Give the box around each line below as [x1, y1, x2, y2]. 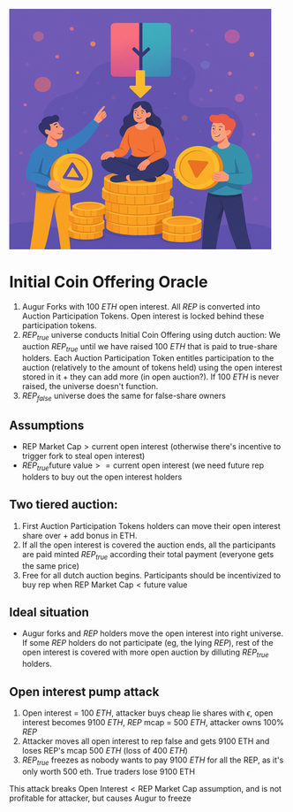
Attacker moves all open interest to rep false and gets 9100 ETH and [21, 735, 270, 747]
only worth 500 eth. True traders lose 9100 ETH [21, 766, 196, 777]
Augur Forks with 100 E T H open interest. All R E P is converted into [21, 301, 260, 311]
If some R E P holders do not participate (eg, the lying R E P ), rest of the [21, 638, 274, 648]
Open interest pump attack [9, 684, 160, 699]
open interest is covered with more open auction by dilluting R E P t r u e [21, 647, 269, 660]
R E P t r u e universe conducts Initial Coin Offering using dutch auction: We [21, 329, 281, 342]
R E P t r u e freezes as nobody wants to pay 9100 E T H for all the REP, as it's [21, 755, 284, 767]
